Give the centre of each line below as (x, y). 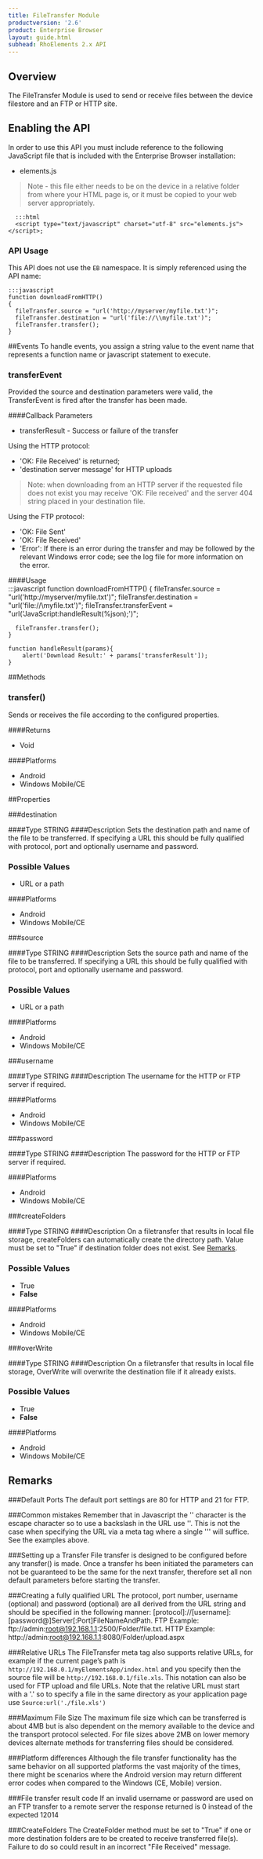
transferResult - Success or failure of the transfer (99, 431)
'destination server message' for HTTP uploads (95, 470)
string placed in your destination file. (86, 501)
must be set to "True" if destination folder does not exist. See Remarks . (122, 1248)
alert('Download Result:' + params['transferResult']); (115, 656)
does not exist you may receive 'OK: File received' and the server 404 (140, 493)
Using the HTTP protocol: (49, 446)
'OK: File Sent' (43, 532)
